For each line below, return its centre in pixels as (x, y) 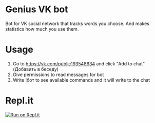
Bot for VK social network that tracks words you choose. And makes (77, 23)
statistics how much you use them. (42, 29)
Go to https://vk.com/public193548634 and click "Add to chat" (79, 64)
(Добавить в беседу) (36, 69)
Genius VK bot (37, 9)
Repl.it (20, 101)
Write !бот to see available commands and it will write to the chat (81, 80)
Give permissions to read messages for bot (58, 75)
